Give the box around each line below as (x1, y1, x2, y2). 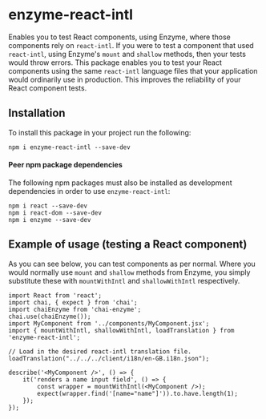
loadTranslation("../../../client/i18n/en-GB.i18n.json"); (8, 354, 210, 362)
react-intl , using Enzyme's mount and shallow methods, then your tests (8, 49, 247, 58)
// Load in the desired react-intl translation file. (8, 347, 192, 356)
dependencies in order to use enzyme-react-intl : (8, 186, 171, 195)
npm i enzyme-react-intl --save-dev (8, 143, 131, 151)
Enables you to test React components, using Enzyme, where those (8, 32, 231, 42)
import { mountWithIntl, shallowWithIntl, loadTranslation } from (8, 326, 235, 334)
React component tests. (8, 83, 87, 93)
